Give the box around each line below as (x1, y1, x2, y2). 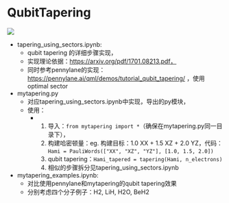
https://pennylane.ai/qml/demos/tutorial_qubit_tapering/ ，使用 (27, 74, 206, 82)
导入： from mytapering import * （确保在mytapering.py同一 (47, 121, 217, 130)
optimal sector (27, 82, 69, 90)
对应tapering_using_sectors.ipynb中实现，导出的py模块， (27, 97, 190, 106)
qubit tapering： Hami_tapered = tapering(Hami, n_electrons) (47, 154, 223, 163)
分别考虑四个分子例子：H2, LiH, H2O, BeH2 (27, 187, 149, 196)
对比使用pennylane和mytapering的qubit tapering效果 (27, 179, 177, 187)
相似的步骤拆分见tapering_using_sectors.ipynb (47, 163, 180, 171)
